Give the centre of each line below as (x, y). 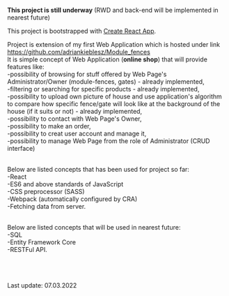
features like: (26, 67)
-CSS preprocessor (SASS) (46, 192)
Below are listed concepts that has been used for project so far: (98, 169)
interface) (21, 148)
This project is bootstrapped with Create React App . (82, 31)
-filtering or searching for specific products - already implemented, (103, 89)
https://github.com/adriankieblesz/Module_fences (79, 52)
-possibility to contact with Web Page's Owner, (74, 119)
